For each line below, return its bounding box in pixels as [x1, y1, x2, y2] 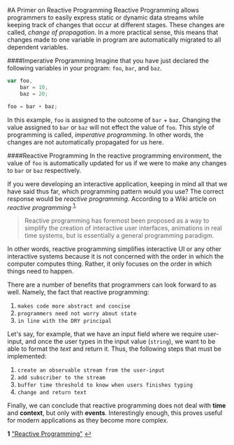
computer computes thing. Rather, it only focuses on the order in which [7, 259, 212, 268]
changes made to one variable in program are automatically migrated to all [7, 36, 221, 44]
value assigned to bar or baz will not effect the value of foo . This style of [7, 123, 214, 131]
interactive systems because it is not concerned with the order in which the [7, 252, 224, 261]
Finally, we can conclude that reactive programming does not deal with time [7, 401, 226, 410]
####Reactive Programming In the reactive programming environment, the [7, 151, 222, 160]
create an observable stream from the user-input [17, 367, 166, 374]
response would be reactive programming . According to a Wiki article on [7, 195, 217, 203]
